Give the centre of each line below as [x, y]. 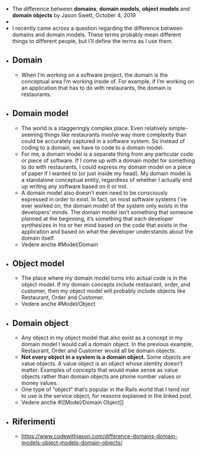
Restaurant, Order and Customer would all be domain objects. [99, 351]
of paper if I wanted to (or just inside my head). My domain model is [106, 173]
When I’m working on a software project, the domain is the [94, 75]
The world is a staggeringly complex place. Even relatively [94, 128]
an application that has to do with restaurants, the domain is [96, 88]
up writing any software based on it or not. [74, 186]
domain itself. [38, 238]
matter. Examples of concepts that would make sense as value [100, 370]
